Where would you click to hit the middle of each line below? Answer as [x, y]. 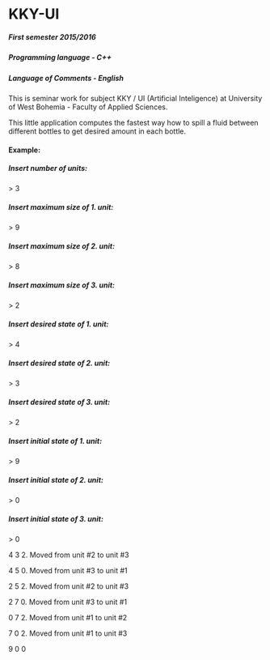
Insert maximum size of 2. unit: [62, 246]
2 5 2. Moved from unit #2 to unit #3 [69, 586]
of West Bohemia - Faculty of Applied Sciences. [88, 107]
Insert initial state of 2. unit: [56, 479]
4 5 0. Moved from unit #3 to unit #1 [68, 571]
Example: [25, 150]
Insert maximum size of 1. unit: [61, 207]
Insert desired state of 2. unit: [59, 363]
